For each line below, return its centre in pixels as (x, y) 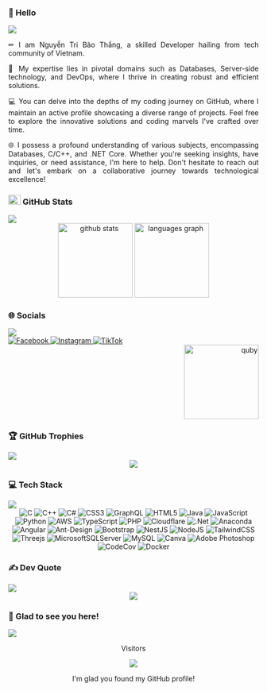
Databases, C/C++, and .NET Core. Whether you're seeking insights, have (133, 154)
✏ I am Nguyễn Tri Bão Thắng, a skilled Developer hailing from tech (133, 45)
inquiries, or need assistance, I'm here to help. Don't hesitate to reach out (133, 163)
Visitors (133, 649)
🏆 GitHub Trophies (46, 436)
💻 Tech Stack (36, 485)
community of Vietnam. (46, 53)
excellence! (27, 180)
